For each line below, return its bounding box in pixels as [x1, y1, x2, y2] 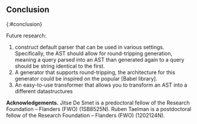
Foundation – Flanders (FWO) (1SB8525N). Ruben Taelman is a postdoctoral [6, 105, 192, 112]
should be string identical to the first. [14, 62, 105, 69]
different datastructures [14, 87, 73, 94]
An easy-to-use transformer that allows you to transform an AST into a [14, 81, 188, 88]
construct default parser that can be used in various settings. [14, 43, 164, 50]
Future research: [6, 32, 47, 39]
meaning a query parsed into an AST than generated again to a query [14, 56, 185, 63]
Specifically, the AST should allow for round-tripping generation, [14, 50, 173, 57]
